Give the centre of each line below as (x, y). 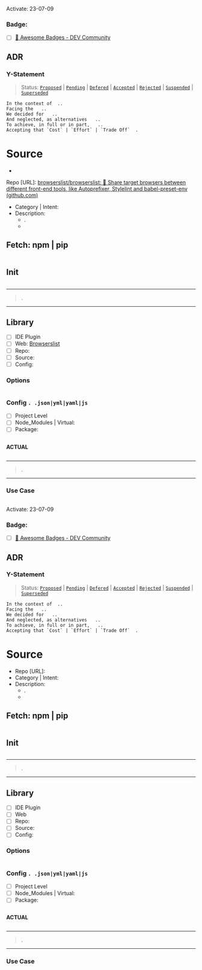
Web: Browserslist (37, 344)
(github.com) (22, 195)
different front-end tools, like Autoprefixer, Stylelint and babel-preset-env (97, 188)
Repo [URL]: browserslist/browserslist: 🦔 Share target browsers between (96, 182)
